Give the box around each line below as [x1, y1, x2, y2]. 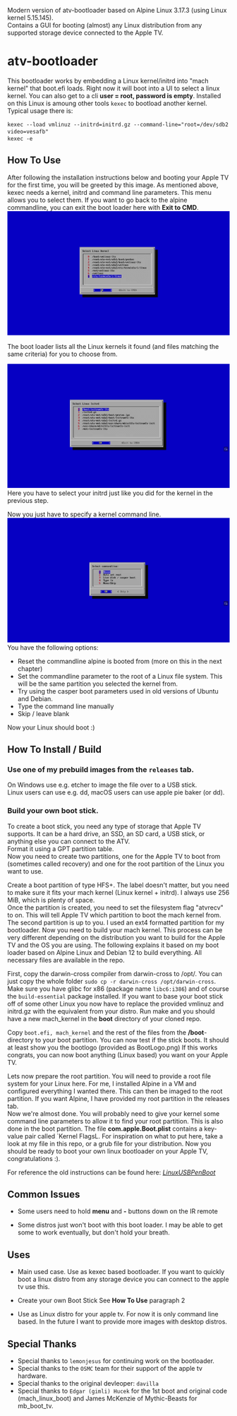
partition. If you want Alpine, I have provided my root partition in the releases [7, 1094, 230, 1102]
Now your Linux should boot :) [7, 723, 95, 732]
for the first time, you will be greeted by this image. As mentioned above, [7, 180, 219, 189]
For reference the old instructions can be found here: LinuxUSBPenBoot [7, 1168, 216, 1177]
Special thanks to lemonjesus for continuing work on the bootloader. [17, 1357, 215, 1365]
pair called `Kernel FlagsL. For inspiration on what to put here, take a [24, 1131, 224, 1140]
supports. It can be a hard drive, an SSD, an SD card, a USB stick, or [7, 829, 205, 838]
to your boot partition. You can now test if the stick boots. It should [35, 1035, 229, 1044]
